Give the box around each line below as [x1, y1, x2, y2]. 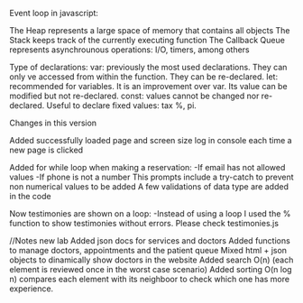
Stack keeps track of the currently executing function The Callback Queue [9, 35, 286, 45]
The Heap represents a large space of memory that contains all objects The [9, 25, 290, 35]
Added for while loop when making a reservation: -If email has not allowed [9, 162, 286, 172]
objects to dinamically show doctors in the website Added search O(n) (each [9, 254, 294, 265]
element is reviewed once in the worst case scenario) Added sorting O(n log [9, 264, 292, 274]
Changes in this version [9, 117, 97, 128]
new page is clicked [9, 144, 84, 155]
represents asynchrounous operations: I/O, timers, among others [9, 44, 250, 55]
